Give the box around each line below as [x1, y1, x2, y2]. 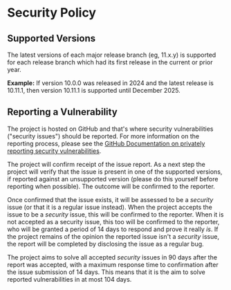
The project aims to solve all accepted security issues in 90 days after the [7, 253, 218, 261]
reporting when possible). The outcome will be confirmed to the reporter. [7, 182, 216, 190]
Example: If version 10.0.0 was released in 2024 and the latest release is [7, 79, 214, 87]
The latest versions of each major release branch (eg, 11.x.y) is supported [7, 51, 216, 59]
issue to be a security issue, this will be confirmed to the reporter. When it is [7, 210, 224, 219]
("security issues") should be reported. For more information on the [7, 132, 199, 140]
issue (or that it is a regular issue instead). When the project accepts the [7, 203, 212, 211]
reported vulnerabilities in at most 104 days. [7, 275, 132, 283]
